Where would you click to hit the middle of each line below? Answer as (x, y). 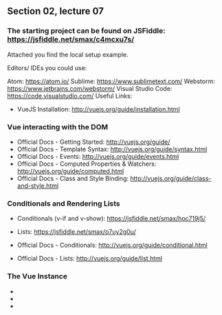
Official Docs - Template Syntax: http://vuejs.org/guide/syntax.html (112, 149)
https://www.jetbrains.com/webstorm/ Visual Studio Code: (90, 88)
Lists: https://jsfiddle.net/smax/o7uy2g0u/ (76, 232)
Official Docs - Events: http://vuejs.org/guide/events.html (98, 156)
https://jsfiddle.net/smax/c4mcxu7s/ (71, 39)
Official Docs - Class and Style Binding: (73, 178)
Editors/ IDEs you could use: (47, 67)
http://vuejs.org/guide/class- (171, 178)
